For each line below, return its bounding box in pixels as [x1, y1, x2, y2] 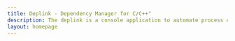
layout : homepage [7, 23, 58, 30]
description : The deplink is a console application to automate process [7, 17, 224, 24]
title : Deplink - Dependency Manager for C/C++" [7, 10, 152, 17]
